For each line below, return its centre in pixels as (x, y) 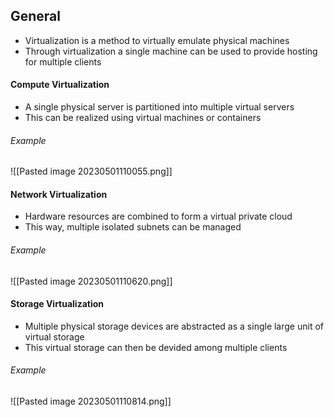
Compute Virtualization (60, 85)
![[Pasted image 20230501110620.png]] (91, 281)
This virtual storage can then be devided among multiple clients (156, 347)
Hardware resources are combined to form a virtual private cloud (158, 216)
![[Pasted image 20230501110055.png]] (91, 171)
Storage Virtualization (57, 304)
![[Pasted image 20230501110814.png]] (91, 401)
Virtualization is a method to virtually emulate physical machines (157, 40)
